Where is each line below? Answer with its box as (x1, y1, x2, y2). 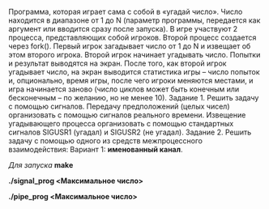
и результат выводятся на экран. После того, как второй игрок (8, 58, 227, 68)
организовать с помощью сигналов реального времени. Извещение (8, 110, 246, 120)
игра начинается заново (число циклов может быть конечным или (8, 84, 240, 94)
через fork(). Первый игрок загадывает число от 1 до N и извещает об (8, 41, 251, 51)
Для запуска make (8, 160, 74, 169)
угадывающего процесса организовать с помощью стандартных (8, 119, 234, 128)
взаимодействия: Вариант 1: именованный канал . (8, 145, 183, 154)
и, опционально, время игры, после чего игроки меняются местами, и (8, 76, 254, 85)
